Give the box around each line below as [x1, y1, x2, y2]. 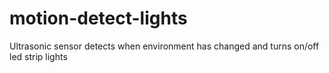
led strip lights [9, 50, 68, 62]
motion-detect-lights [9, 7, 188, 30]
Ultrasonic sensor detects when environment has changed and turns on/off [9, 40, 320, 52]
